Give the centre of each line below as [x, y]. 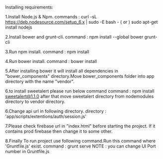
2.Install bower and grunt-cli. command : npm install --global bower [74, 37]
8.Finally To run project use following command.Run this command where [80, 141]
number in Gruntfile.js [27, 151]
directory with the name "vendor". [40, 81]
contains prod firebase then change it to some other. [59, 131]
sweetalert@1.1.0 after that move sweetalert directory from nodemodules [80, 96]
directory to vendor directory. [35, 102]
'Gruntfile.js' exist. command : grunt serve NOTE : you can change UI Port [81, 146]
